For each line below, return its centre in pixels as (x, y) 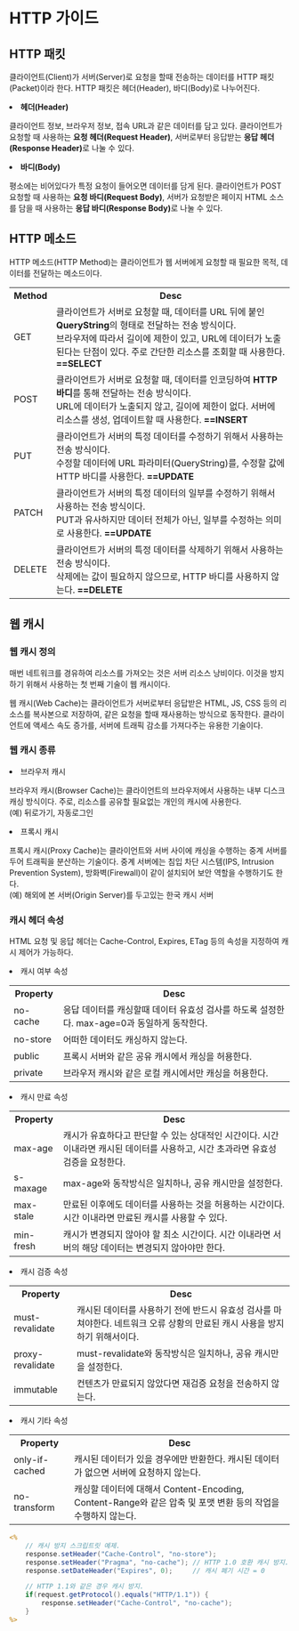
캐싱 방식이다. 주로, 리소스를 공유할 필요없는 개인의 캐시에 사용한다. (125, 801)
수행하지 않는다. (105, 1516)
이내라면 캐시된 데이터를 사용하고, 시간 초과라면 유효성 (170, 1149)
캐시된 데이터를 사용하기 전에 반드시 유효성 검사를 (174, 1311)
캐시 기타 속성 (44, 1421)
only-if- (31, 1460)
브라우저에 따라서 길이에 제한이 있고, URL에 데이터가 (159, 338)
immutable (36, 1390)
